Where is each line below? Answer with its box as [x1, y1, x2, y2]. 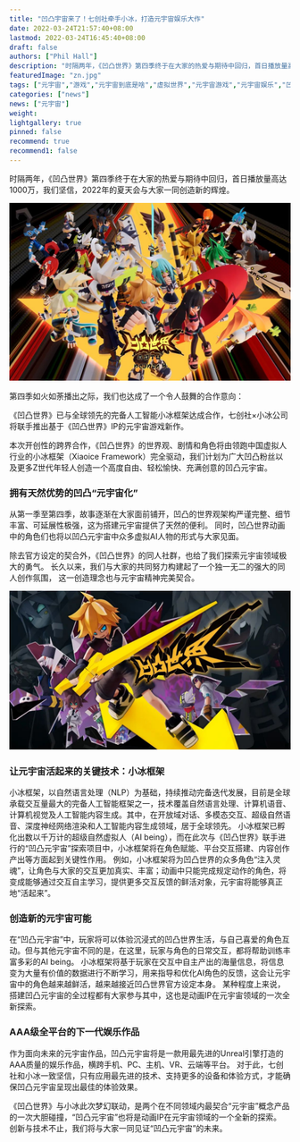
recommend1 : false [9, 147, 78, 156]
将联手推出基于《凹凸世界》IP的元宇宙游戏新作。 [9, 420, 189, 431]
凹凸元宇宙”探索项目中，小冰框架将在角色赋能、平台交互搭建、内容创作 [28, 842, 290, 853]
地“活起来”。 [9, 887, 56, 898]
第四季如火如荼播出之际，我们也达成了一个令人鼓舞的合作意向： [9, 390, 244, 402]
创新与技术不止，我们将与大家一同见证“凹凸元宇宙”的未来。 [9, 1122, 228, 1133]
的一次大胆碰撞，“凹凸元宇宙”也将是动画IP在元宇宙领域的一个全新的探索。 [9, 1112, 282, 1122]
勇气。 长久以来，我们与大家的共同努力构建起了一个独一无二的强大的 [24, 562, 278, 572]
